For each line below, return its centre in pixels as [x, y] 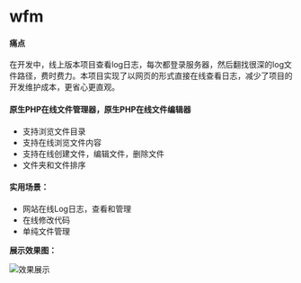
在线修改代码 [46, 220]
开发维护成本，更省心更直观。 [64, 87]
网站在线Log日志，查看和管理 [77, 208]
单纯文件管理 [46, 231]
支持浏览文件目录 [54, 131]
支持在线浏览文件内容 [62, 142]
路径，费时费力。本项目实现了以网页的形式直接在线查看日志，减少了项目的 [155, 76]
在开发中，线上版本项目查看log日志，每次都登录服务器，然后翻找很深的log [147, 65]
